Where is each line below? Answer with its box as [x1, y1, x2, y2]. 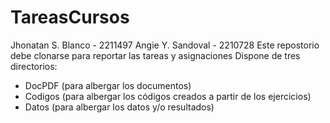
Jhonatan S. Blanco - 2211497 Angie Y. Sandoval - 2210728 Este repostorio [10, 39, 320, 51]
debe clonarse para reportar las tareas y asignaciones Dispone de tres [10, 49, 301, 61]
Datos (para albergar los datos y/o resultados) [24, 101, 215, 113]
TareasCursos [10, 6, 130, 29]
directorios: [10, 60, 58, 72]
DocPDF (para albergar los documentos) [24, 79, 192, 91]
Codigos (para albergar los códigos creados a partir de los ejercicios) [24, 90, 312, 102]
